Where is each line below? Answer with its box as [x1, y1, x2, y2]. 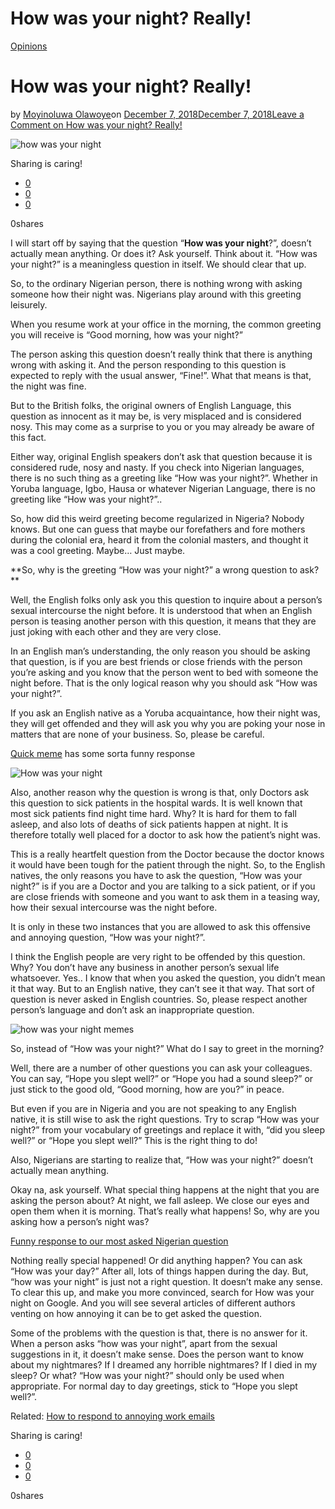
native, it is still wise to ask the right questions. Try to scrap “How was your [10, 1113, 320, 1125]
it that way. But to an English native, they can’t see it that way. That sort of [10, 982, 315, 994]
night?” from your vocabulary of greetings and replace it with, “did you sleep [10, 1123, 325, 1136]
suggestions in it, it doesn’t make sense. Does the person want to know [10, 1348, 305, 1360]
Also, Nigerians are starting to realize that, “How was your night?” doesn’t [10, 1153, 314, 1166]
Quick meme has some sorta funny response [10, 747, 196, 759]
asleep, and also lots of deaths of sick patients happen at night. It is [10, 818, 289, 830]
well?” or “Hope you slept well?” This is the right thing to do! [10, 1134, 258, 1146]
